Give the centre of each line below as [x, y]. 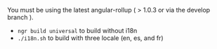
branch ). [20, 17]
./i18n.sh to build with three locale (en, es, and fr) [90, 38]
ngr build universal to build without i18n [77, 31]
